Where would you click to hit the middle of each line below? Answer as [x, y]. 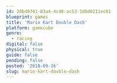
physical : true [25, 50]
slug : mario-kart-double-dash [43, 71]
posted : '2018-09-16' [32, 66]
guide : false [22, 55]
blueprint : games [27, 17]
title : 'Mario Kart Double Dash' [47, 22]
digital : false [25, 44]
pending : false [25, 60]
